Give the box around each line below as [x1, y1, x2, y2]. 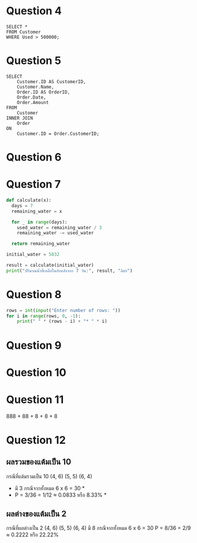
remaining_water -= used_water [17, 230, 94, 236]
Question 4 [6, 4, 62, 18]
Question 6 [6, 150, 62, 164]
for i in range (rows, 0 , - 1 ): [6, 313, 81, 319]
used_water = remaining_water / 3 [17, 225, 102, 231]
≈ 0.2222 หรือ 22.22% [6, 531, 59, 538]
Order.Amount [17, 99, 49, 105]
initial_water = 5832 [6, 251, 60, 258]
